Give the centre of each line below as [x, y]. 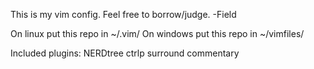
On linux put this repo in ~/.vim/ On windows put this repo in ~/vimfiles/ [157, 33]
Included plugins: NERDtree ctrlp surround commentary [125, 53]
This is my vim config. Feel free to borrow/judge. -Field [123, 14]
